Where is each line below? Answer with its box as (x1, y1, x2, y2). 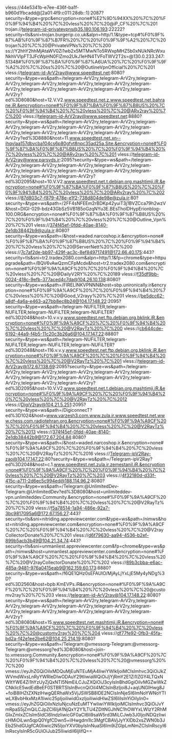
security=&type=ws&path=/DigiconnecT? (5, 407, 93, 413)
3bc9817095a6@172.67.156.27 (5, 511, 69, 516)
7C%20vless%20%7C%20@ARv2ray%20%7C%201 (5, 151, 117, 157)
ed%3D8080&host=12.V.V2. (5, 97, 64, 103)
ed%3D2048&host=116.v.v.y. (5, 347, 66, 353)
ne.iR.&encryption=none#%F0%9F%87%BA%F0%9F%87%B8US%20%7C (5, 102, 165, 108)
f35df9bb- (137, 271, 159, 277)
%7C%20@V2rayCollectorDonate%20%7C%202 (5, 559, 110, 565)
